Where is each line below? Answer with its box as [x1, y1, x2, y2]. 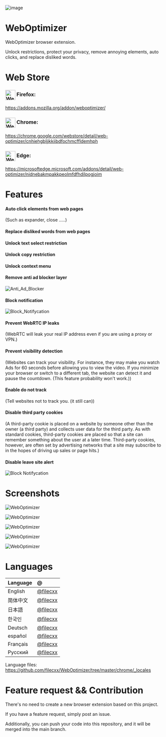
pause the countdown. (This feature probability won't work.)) [5, 375, 132, 381]
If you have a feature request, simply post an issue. [5, 711, 112, 717]
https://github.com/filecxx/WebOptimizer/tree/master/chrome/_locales [5, 667, 151, 673]
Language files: [5, 662, 38, 668]
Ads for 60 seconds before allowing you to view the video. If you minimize [5, 364, 159, 371]
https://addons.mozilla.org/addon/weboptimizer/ [5, 105, 106, 111]
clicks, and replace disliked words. [5, 54, 77, 60]
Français [8, 641, 29, 648]
